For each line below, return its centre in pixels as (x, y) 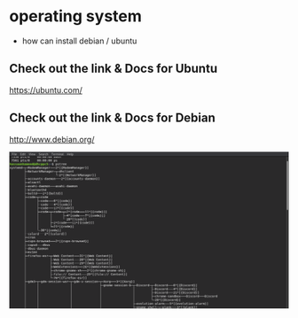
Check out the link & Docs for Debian (112, 118)
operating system (75, 16)
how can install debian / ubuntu (79, 41)
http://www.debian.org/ (52, 139)
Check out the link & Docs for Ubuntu (114, 69)
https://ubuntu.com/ (46, 89)
